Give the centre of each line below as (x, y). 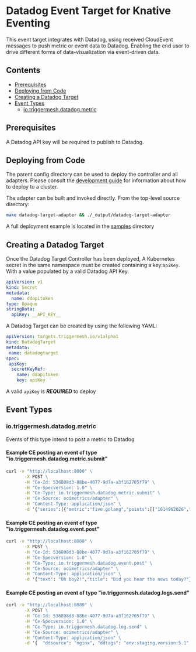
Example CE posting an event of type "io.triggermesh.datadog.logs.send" (98, 592)
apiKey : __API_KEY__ (36, 315)
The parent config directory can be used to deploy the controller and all (92, 175)
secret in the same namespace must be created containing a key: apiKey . (93, 265)
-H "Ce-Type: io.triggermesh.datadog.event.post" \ (88, 563)
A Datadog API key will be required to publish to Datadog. (75, 142)
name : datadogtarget (34, 353)
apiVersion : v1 (24, 282)
